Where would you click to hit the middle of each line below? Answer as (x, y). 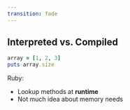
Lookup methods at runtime (58, 92)
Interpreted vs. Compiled (63, 42)
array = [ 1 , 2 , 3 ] (34, 58)
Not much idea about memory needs (70, 99)
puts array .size (31, 65)
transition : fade (32, 14)
